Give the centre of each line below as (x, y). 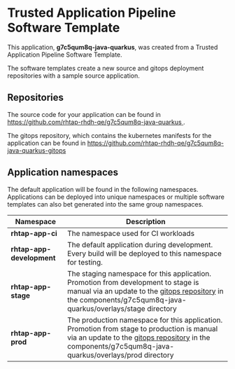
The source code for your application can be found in (84, 114)
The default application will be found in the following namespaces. (103, 189)
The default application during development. (140, 244)
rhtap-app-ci (34, 233)
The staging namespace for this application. (140, 273)
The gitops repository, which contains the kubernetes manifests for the (109, 135)
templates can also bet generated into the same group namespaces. (106, 204)
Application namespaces (63, 173)
